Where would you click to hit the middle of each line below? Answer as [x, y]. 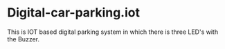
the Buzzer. [24, 39]
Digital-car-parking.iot [74, 13]
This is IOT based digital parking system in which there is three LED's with [113, 32]
